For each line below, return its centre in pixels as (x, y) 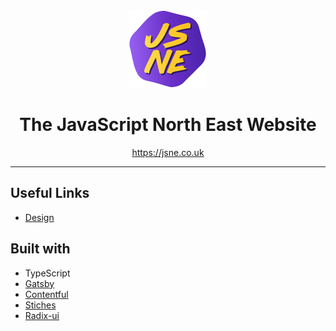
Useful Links (50, 193)
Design (39, 217)
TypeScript (47, 273)
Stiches (40, 305)
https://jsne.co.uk (168, 152)
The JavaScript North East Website (168, 125)
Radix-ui (42, 315)
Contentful (46, 294)
